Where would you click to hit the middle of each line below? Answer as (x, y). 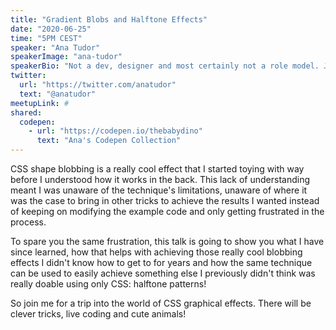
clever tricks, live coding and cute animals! (98, 314)
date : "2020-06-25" (51, 29)
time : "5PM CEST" (46, 38)
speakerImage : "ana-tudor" (66, 57)
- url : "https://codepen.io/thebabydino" (115, 131)
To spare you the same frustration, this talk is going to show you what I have (167, 241)
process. (28, 222)
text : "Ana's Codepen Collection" (109, 141)
